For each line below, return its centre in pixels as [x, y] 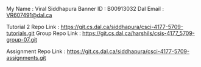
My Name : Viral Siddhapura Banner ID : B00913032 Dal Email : [85, 9]
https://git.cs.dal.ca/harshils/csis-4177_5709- [138, 33]
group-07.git [22, 40]
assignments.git [26, 58]
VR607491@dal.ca [29, 15]
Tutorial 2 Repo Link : [33, 27]
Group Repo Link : [58, 33]
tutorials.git [20, 33]
